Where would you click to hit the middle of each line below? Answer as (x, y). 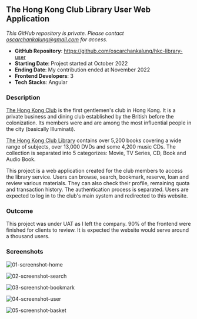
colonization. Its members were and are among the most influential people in (99, 123)
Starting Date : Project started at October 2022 (71, 63)
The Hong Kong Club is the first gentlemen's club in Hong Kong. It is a (91, 110)
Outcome (20, 211)
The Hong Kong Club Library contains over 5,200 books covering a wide (94, 140)
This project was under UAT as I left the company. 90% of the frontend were (98, 224)
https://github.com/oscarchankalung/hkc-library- (123, 51)
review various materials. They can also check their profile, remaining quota (98, 183)
